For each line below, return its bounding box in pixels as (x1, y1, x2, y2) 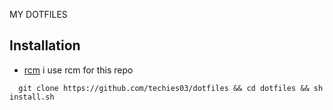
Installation (9, 37, 81, 54)
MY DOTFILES (9, 9, 68, 20)
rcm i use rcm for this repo (23, 64, 134, 76)
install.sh (9, 92, 55, 102)
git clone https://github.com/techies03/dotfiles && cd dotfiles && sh (18, 83, 324, 93)
